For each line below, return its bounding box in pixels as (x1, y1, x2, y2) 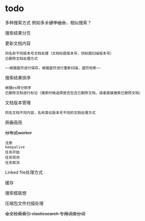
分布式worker (5, 129, 32, 135)
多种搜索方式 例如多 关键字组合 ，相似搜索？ (5, 19, 91, 25)
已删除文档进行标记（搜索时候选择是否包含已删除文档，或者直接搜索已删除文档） (5, 91, 143, 95)
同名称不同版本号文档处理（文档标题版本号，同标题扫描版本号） (5, 51, 114, 56)
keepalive (5, 145, 25, 149)
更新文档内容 (5, 40, 31, 46)
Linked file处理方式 (5, 169, 43, 175)
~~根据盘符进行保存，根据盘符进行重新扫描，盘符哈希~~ (5, 65, 101, 71)
